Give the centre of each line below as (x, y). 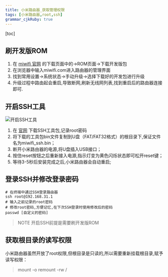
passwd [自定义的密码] (27, 212)
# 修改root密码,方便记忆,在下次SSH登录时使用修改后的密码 (59, 207)
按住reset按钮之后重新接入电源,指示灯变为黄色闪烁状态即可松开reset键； (88, 155)
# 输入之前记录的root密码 (29, 202)
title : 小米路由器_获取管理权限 (35, 10)
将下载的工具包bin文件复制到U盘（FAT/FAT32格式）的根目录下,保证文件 (87, 136)
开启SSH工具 (25, 106)
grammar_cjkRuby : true (29, 19)
